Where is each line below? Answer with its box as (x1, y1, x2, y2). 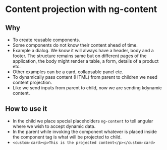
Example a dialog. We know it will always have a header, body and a (12, 48, 154, 53)
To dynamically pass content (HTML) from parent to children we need (12, 74, 158, 80)
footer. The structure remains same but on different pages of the (12, 53, 147, 59)
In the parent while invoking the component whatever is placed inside (12, 128, 157, 134)
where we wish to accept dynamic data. (12, 123, 96, 129)
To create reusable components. (12, 37, 80, 43)
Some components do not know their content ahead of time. (12, 42, 138, 48)
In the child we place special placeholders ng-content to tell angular (12, 118, 153, 124)
